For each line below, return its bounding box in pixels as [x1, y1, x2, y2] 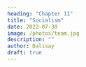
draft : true [7, 50, 42, 57]
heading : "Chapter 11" [7, 10, 73, 17]
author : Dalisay [7, 43, 55, 50]
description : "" [7, 36, 55, 43]
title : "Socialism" [7, 17, 64, 24]
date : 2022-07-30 [7, 23, 58, 30]
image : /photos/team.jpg [7, 29, 80, 37]
